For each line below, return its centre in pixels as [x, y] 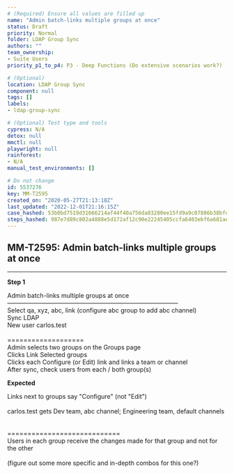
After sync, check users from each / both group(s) [79, 369]
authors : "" [24, 46]
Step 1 [16, 282]
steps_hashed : [28, 220]
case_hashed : [26, 213]
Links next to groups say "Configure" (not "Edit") [77, 396]
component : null [31, 91]
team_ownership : [31, 53]
